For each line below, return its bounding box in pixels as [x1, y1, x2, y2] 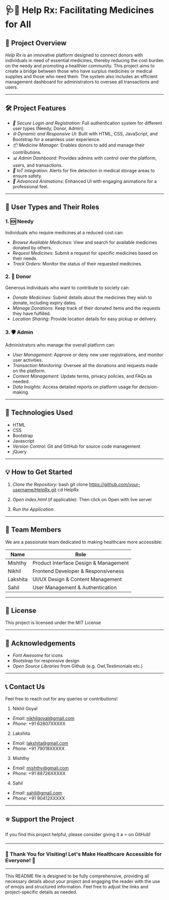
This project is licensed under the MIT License [5, 619, 102, 626]
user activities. [12, 357, 43, 363]
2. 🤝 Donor [5, 273, 32, 280]
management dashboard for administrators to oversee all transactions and [5, 79, 159, 85]
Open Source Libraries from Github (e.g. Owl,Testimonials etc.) [12, 663, 143, 669]
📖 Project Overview [5, 39, 67, 47]
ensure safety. [12, 173, 43, 179]
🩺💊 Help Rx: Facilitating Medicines [5, 5, 154, 16]
